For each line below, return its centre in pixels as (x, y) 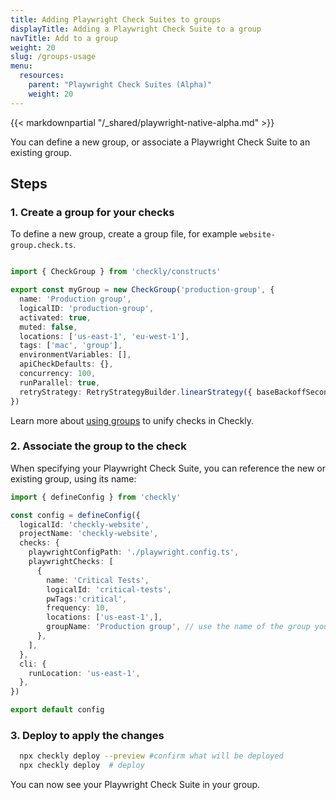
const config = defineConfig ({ (75, 515)
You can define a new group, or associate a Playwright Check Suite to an (160, 142)
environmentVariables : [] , (75, 355)
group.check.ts (42, 246)
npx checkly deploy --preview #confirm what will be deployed (151, 756)
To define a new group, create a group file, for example (124, 234)
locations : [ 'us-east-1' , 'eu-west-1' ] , (104, 336)
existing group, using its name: (73, 478)
